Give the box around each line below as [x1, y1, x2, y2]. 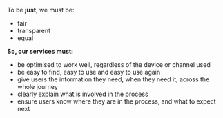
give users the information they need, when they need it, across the [17, 75, 210, 83]
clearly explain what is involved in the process [17, 90, 148, 98]
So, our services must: [7, 48, 74, 55]
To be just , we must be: [7, 6, 75, 14]
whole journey [17, 83, 58, 90]
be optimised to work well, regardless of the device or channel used [17, 61, 211, 68]
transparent [17, 27, 50, 35]
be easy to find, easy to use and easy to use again [17, 68, 161, 76]
